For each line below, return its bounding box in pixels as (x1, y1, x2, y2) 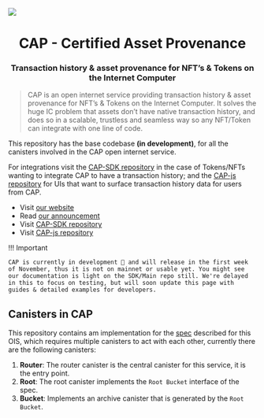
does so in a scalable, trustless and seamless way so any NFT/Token (27, 115, 251, 125)
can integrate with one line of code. (27, 124, 143, 133)
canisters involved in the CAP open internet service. (8, 147, 177, 157)
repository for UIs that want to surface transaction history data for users (8, 179, 242, 189)
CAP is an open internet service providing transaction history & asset (27, 91, 251, 100)
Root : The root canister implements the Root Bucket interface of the (19, 377, 240, 387)
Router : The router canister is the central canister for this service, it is (19, 361, 247, 370)
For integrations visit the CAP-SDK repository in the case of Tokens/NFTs (8, 162, 246, 172)
